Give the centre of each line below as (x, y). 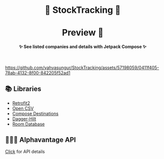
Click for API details (25, 152)
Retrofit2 (21, 103)
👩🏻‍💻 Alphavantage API (41, 139)
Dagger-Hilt (24, 119)
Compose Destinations (35, 114)
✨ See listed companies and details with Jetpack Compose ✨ (83, 46)
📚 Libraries (23, 89)
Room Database (29, 124)
